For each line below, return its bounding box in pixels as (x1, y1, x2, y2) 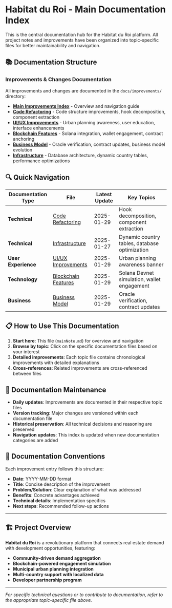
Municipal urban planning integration (12, 566, 94, 572)
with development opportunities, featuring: (5, 545, 96, 551)
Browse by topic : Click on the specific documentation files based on (12, 343, 158, 350)
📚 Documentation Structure (5, 58, 97, 67)
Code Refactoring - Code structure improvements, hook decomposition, (12, 108, 166, 115)
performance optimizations (12, 158, 70, 164)
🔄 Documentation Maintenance (5, 385, 106, 394)
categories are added (12, 438, 58, 444)
